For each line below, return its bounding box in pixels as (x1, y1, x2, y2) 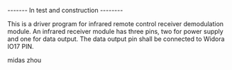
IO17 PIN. (7, 42, 34, 50)
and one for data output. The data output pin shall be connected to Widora (7, 35, 225, 43)
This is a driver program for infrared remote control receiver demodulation (7, 20, 224, 28)
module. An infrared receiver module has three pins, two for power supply (7, 28, 223, 35)
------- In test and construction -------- (7, 6, 123, 14)
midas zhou (7, 56, 42, 64)
